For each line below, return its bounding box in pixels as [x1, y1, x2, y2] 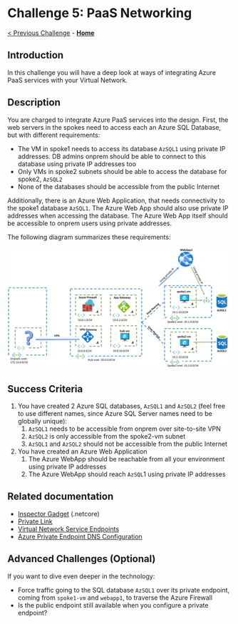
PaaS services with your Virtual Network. [7, 76, 128, 84]
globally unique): [17, 417, 68, 426]
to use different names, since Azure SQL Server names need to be [17, 409, 212, 418]
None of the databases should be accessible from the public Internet [17, 182, 220, 190]
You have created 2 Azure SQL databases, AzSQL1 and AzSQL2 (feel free [17, 401, 226, 411]
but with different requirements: [7, 131, 100, 139]
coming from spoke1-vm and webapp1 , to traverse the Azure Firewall [17, 593, 212, 602]
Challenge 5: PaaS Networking [7, 5, 192, 21]
